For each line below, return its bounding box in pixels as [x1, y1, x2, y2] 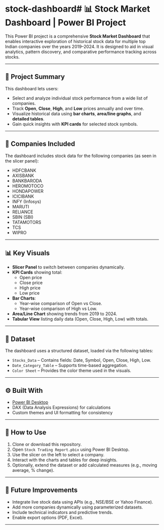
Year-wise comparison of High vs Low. [19, 306, 98, 312]
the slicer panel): [5, 158, 39, 163]
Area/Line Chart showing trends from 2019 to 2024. [12, 311, 117, 317]
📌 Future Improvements [5, 486, 78, 494]
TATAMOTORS [12, 219, 41, 225]
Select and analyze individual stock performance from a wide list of [12, 95, 148, 101]
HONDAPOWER [12, 188, 44, 194]
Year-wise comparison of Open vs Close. [19, 301, 102, 306]
